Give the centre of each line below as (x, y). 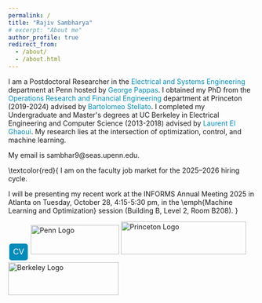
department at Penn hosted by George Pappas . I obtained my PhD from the (129, 89)
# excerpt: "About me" (45, 30)
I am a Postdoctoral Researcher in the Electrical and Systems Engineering (127, 81)
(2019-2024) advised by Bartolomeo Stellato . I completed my (107, 106)
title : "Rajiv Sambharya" (50, 23)
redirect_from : (33, 45)
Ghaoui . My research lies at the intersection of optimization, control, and (125, 131)
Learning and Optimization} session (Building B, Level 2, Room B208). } (123, 210)
